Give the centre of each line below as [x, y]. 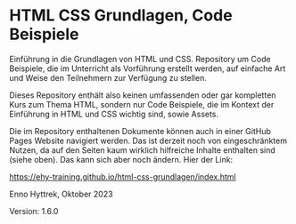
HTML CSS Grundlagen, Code [121, 16]
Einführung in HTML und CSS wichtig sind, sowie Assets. [114, 114]
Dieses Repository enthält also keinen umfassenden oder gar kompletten [143, 95]
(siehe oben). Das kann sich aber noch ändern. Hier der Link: [121, 159]
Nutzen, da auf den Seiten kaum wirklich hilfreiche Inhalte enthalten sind [143, 150]
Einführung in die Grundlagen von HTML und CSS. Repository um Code [140, 59]
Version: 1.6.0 [34, 211]
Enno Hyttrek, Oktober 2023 [61, 194]
